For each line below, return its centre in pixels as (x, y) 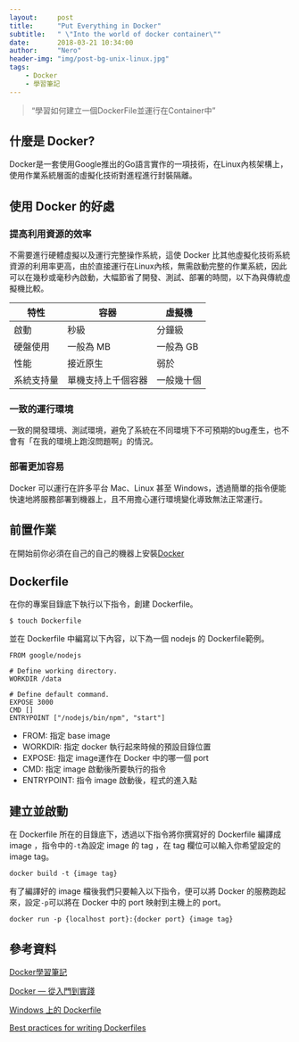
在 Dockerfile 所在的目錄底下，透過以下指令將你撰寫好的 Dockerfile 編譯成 (145, 834)
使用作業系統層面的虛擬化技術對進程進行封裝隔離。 (103, 176)
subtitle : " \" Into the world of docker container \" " (115, 34)
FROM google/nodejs (46, 656)
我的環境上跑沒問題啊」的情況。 (99, 442)
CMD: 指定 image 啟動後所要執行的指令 (94, 769)
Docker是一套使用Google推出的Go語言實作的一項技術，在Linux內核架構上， (149, 164)
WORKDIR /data (36, 679)
